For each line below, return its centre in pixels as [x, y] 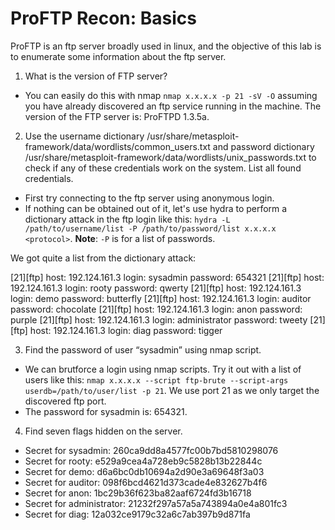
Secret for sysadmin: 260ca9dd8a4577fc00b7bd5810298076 [151, 450]
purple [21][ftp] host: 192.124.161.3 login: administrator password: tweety [159, 319]
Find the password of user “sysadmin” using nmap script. [143, 349]
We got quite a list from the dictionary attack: [103, 258]
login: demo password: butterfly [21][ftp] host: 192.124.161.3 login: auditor [161, 298]
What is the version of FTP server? [96, 76]
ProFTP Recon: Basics [103, 18]
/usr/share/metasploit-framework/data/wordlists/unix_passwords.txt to [170, 157]
